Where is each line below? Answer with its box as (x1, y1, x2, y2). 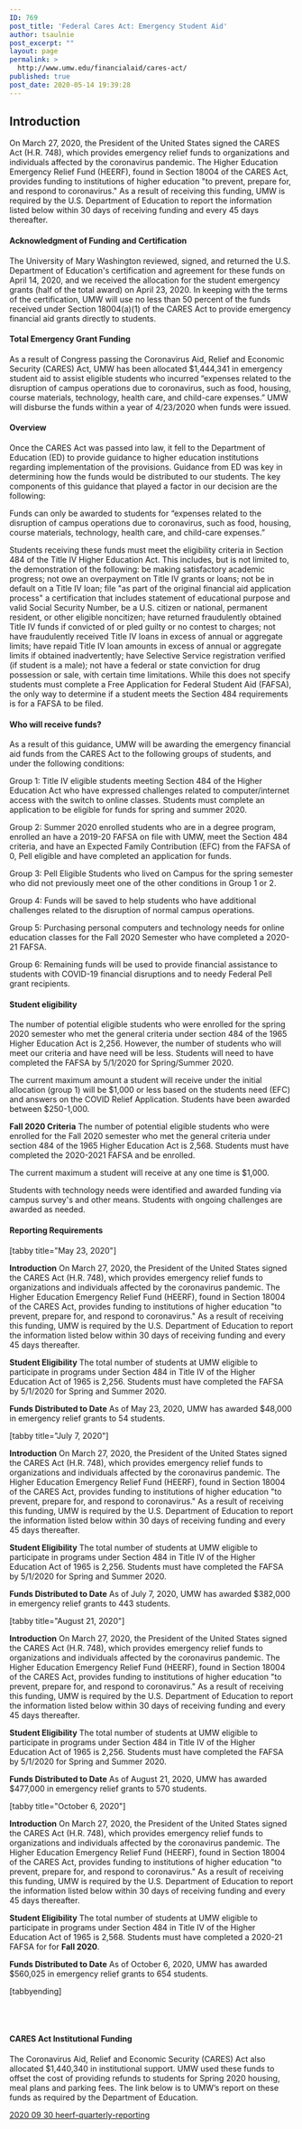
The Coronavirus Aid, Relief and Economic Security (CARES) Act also (9, 2053, 266, 2064)
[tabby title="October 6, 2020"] (9, 1800, 126, 1811)
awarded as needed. (9, 1204, 86, 1215)
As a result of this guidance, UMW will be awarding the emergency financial (9, 739, 291, 750)
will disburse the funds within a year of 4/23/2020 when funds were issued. (9, 401, 291, 412)
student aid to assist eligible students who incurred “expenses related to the (9, 372, 291, 384)
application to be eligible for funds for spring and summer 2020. (9, 805, 248, 816)
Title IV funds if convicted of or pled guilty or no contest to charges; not (9, 621, 276, 632)
